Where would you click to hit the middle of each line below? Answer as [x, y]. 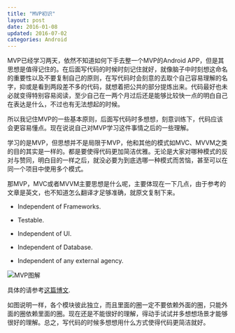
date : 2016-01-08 [33, 27]
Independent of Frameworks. [59, 206]
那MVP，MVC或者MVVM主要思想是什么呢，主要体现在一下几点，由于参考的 [117, 184]
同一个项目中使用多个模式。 [47, 169]
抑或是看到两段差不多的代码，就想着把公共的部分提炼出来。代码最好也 [120, 87]
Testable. [30, 220]
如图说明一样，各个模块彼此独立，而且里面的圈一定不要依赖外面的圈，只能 [114, 305]
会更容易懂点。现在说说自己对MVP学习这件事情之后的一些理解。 [100, 128]
